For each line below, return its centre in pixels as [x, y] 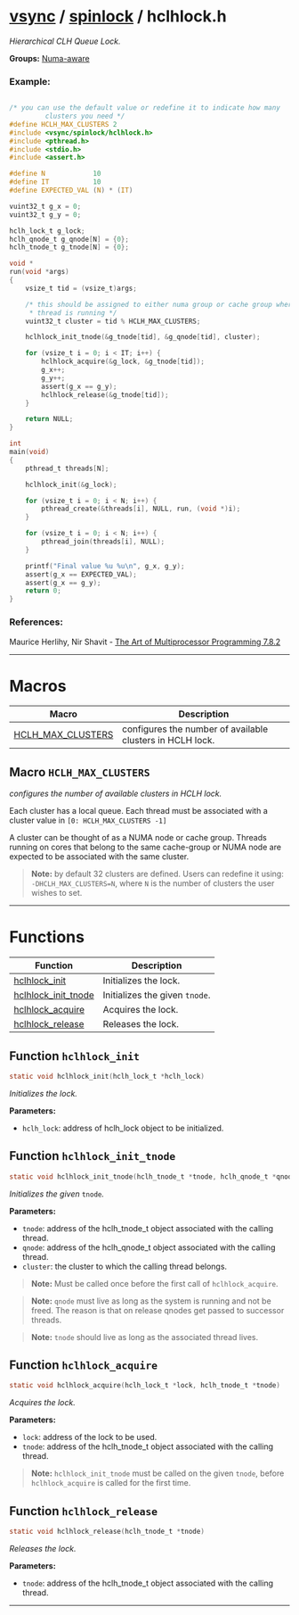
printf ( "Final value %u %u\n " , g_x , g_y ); [105, 566]
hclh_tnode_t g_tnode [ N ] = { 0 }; [69, 247]
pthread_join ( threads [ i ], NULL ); [103, 542]
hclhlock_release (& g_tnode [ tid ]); [105, 394]
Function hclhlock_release [84, 1511]
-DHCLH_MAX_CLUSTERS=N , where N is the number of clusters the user [153, 883]
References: [36, 622]
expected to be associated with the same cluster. [99, 857]
